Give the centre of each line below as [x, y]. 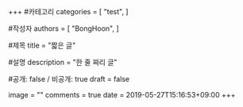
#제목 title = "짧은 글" [42, 45]
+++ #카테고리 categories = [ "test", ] [68, 11]
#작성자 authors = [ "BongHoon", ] [64, 29]
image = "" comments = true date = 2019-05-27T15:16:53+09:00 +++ [122, 95]
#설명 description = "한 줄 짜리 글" [63, 62]
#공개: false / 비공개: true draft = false [69, 79]
